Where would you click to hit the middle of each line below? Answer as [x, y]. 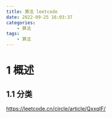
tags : [13, 34]
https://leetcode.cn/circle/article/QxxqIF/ [56, 109]
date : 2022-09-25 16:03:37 [39, 17]
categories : [21, 23]
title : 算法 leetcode [32, 12]
